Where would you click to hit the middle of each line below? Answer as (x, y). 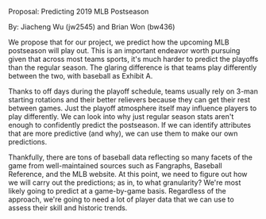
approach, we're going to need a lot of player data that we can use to (121, 199)
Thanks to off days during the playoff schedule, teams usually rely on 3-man (133, 91)
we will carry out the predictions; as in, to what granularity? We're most (125, 182)
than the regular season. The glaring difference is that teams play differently (133, 67)
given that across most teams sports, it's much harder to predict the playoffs (133, 59)
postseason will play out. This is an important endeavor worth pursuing (124, 50)
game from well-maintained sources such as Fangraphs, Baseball (115, 165)
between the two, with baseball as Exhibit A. (81, 76)
